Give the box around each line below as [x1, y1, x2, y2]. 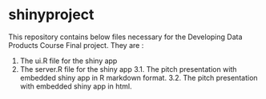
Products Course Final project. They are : [8, 40, 144, 49]
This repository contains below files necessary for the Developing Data [8, 32, 243, 42]
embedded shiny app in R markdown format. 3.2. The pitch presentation [19, 73, 258, 82]
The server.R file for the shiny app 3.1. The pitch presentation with [19, 64, 237, 73]
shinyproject [8, 6, 95, 24]
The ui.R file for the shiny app [19, 56, 118, 65]
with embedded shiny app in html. [19, 81, 132, 91]
